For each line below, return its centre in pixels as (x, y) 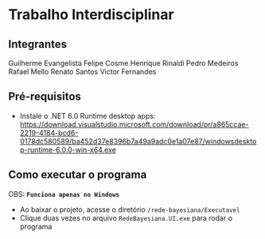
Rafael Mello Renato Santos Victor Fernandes (82, 72)
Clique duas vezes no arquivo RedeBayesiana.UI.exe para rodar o (126, 217)
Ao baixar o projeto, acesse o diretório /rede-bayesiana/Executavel (130, 210)
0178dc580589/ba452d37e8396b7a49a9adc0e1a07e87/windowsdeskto (138, 141)
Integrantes (38, 44)
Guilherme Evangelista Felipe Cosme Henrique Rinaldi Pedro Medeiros (123, 63)
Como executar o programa (78, 175)
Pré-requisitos (45, 97)
